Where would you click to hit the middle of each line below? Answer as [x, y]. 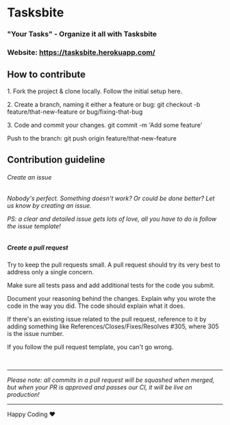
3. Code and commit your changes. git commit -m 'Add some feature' [105, 125]
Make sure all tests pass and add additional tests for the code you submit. [111, 285]
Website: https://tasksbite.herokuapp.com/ [81, 53]
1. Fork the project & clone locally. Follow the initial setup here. [95, 91]
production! [23, 395]
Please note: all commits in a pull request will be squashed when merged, [111, 380]
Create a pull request [38, 247]
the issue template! [34, 226]
